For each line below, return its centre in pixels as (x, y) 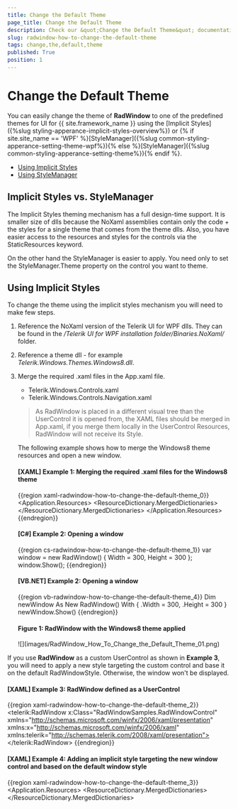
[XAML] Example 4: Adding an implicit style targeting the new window (113, 759)
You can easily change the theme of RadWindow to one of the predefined (115, 115)
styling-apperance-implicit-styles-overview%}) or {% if (113, 131)
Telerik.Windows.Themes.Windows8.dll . (76, 363)
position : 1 (25, 60)
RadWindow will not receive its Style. (89, 434)
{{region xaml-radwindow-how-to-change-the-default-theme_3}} (103, 782)
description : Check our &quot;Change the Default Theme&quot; (101, 30)
